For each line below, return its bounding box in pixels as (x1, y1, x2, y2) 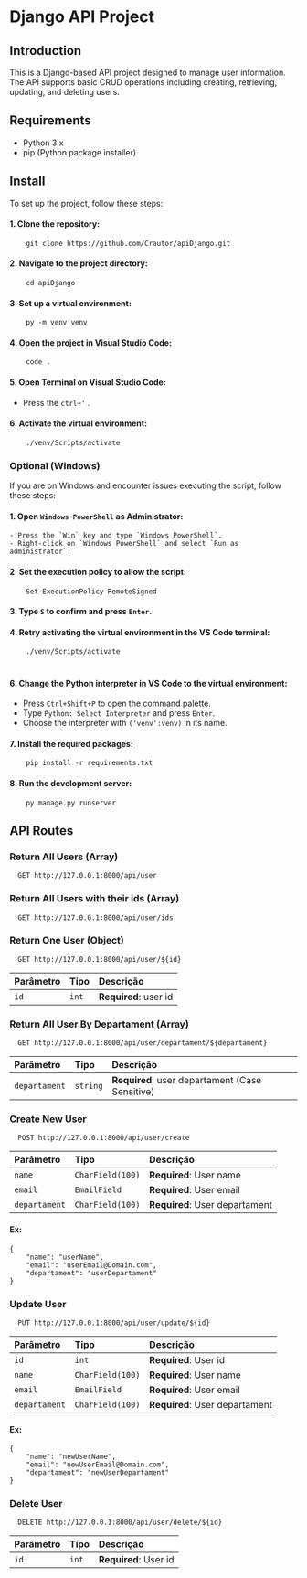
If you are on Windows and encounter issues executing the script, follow (9, 480, 281, 491)
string (74, 1081, 103, 1092)
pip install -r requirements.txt (26, 759, 153, 768)
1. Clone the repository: (9, 219, 101, 229)
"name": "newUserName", (26, 1452, 117, 1462)
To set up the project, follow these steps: (9, 197, 164, 208)
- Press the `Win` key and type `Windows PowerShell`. (9, 531, 223, 540)
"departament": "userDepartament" (26, 1268, 157, 1277)
